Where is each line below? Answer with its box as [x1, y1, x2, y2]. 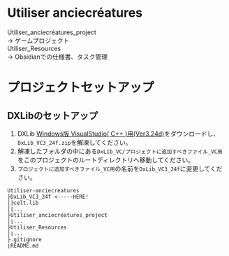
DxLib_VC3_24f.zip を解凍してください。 [17, 138, 132, 146]
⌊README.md [7, 242, 39, 249]
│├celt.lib [7, 199, 39, 206]
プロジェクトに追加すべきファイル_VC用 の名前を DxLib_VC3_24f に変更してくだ [17, 164, 223, 173]
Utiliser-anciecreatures [7, 187, 80, 194]
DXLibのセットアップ [7, 110, 98, 122]
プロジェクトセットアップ [7, 80, 155, 96]
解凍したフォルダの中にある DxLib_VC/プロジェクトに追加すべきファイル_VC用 [17, 147, 223, 155]
